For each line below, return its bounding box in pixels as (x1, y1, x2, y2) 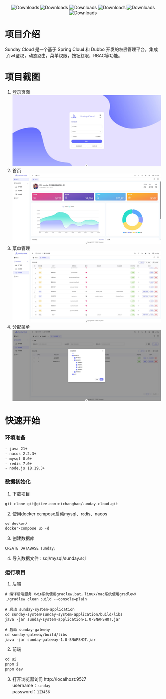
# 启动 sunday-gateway (5, 627, 50, 632)
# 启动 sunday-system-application (5, 607, 75, 612)
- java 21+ (5, 446, 28, 451)
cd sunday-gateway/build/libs (5, 632, 68, 637)
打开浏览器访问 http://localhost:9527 (12, 676, 87, 682)
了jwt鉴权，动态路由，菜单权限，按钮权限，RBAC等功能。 (5, 52, 123, 58)
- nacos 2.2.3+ (5, 451, 37, 456)
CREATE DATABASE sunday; (5, 546, 56, 551)
